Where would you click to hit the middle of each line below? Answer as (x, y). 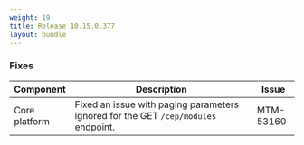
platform (32, 121)
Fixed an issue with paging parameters (157, 104)
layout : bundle (38, 34)
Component (40, 89)
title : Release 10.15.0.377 (62, 26)
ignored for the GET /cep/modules (146, 115)
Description (161, 89)
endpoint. (95, 127)
